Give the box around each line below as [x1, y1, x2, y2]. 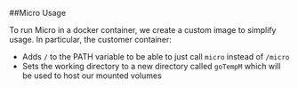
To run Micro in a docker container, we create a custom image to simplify [9, 25, 277, 35]
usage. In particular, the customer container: [9, 35, 172, 44]
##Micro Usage [9, 8, 67, 18]
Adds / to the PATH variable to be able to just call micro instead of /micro [21, 52, 290, 61]
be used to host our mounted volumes [21, 70, 162, 81]
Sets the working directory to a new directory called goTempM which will [21, 61, 281, 71]
